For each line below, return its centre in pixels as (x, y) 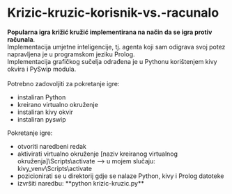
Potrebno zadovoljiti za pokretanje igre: (63, 83)
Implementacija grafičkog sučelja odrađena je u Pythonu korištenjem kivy (112, 61)
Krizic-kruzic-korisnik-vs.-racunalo (113, 13)
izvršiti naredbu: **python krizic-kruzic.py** (80, 183)
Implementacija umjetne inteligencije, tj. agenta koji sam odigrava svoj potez (116, 47)
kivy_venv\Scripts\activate (55, 168)
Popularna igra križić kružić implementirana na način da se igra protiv (110, 32)
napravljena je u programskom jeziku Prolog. (71, 54)
